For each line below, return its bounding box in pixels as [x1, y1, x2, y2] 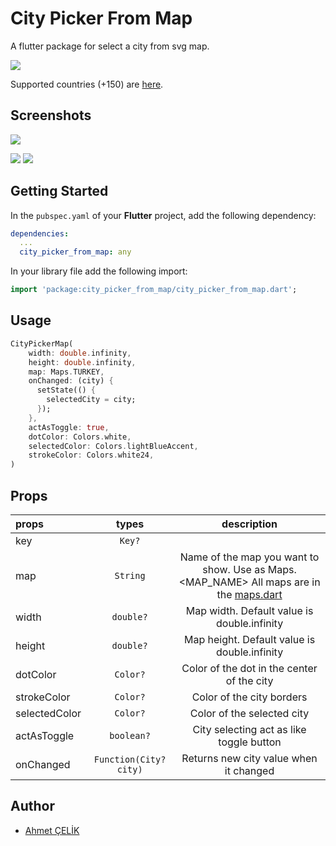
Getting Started [10, 183, 109, 200]
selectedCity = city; [46, 395, 137, 405]
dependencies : [10, 228, 70, 239]
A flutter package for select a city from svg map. [10, 40, 210, 52]
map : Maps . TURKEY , [28, 367, 105, 377]
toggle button [218, 735, 282, 749]
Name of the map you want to [179, 550, 320, 564]
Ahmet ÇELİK [24, 824, 80, 836]
